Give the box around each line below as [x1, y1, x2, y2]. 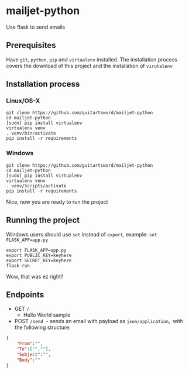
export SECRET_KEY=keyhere [6, 258, 72, 263]
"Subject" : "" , [16, 351, 51, 358]
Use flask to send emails [6, 23, 66, 30]
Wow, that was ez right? [6, 273, 64, 280]
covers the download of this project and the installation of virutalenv [6, 62, 173, 69]
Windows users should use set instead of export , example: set [6, 231, 157, 238]
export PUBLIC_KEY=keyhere [6, 252, 72, 258]
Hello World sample [23, 311, 71, 318]
